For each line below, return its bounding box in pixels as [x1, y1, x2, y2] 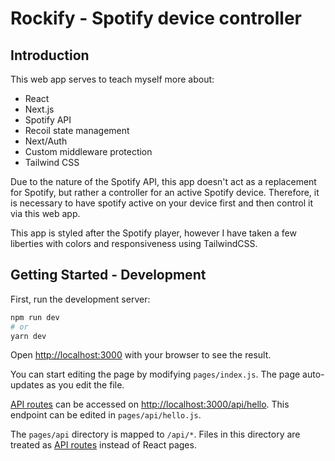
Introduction [10, 47, 90, 64]
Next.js [24, 103, 55, 115]
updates [10, 379, 45, 391]
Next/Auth [24, 135, 68, 147]
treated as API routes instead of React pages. [10, 439, 197, 451]
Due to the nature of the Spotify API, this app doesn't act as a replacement [10, 176, 317, 187]
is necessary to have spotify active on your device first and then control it [10, 197, 313, 209]
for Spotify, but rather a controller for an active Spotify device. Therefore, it [10, 187, 320, 198]
